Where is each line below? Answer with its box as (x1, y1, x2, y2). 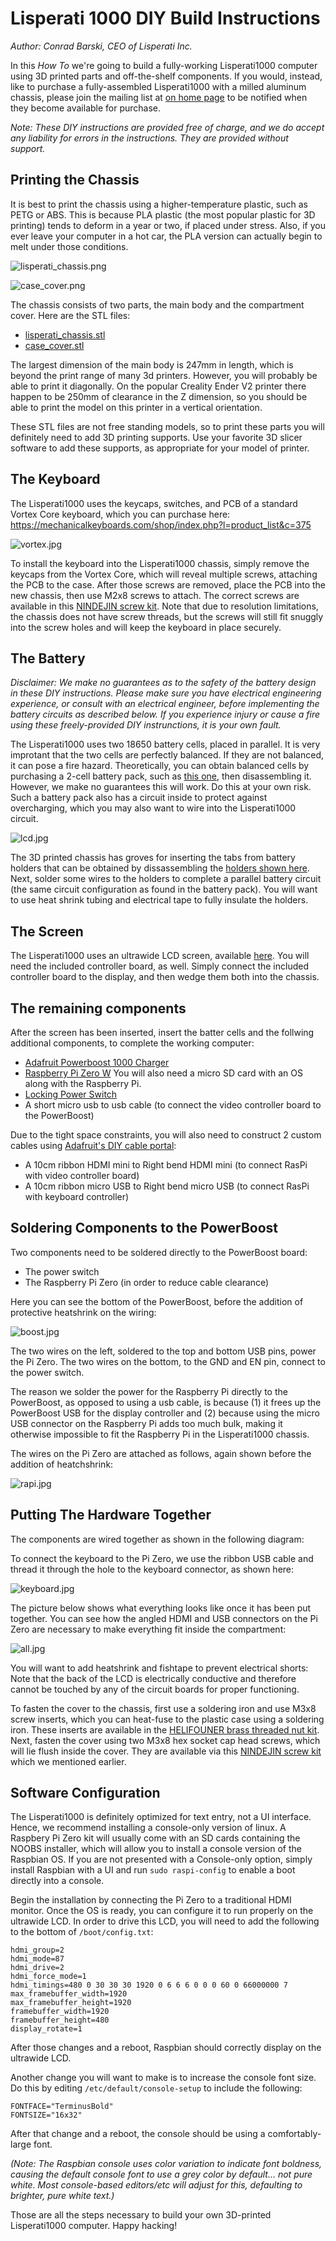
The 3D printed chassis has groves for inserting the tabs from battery (10, 852, 296, 864)
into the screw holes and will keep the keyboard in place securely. (10, 621, 282, 633)
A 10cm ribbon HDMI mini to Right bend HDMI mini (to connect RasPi (24, 1159, 308, 1171)
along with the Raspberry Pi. (24, 1078, 142, 1089)
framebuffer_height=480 (10, 2015, 110, 2026)
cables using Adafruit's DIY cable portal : (10, 1140, 177, 1151)
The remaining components (10, 1000, 187, 1017)
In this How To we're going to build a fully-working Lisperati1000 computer (10, 59, 318, 71)
